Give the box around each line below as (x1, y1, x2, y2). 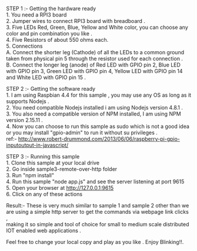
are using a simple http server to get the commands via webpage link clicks (6, 209, 189, 215)
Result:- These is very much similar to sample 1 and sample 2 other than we (6, 202, 189, 209)
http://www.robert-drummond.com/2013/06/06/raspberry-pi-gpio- (18, 136, 181, 142)
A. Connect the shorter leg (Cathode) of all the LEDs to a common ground (6, 49, 184, 55)
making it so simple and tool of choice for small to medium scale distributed (6, 221, 189, 227)
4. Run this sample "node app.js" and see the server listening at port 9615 (6, 178, 185, 185)
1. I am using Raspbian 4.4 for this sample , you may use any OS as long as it (6, 91, 192, 98)
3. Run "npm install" (6, 172, 55, 179)
